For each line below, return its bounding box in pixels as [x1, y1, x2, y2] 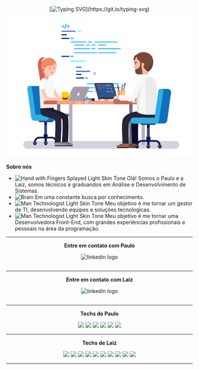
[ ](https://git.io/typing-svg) [49, 6, 150, 12]
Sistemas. [14, 187, 39, 194]
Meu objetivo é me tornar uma [104, 213, 179, 219]
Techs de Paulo [80, 310, 119, 317]
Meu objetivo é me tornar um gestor [104, 200, 193, 207]
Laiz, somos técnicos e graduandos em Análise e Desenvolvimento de [14, 181, 186, 188]
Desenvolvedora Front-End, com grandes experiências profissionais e [14, 219, 185, 226]
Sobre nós [6, 163, 32, 170]
